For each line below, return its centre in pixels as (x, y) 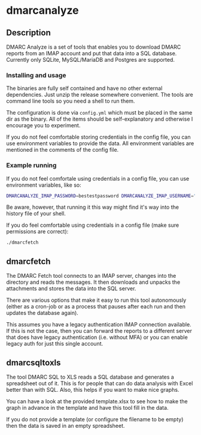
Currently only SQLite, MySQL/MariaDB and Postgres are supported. (91, 60)
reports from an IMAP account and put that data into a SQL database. (92, 53)
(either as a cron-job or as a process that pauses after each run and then (96, 307)
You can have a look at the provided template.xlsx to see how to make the (97, 401)
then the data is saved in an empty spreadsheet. (66, 425)
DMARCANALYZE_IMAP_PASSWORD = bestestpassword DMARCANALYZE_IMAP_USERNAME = (100, 196)
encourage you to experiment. (43, 125)
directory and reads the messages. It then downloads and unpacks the (93, 282)
